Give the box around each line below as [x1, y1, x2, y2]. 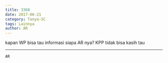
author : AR [5, 26, 28, 31]
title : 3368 [5, 7, 30, 12]
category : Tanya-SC [5, 16, 46, 21]
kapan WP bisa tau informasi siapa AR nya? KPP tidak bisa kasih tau [5, 39, 145, 45]
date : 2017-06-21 [5, 12, 41, 17]
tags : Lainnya [5, 21, 35, 26]
